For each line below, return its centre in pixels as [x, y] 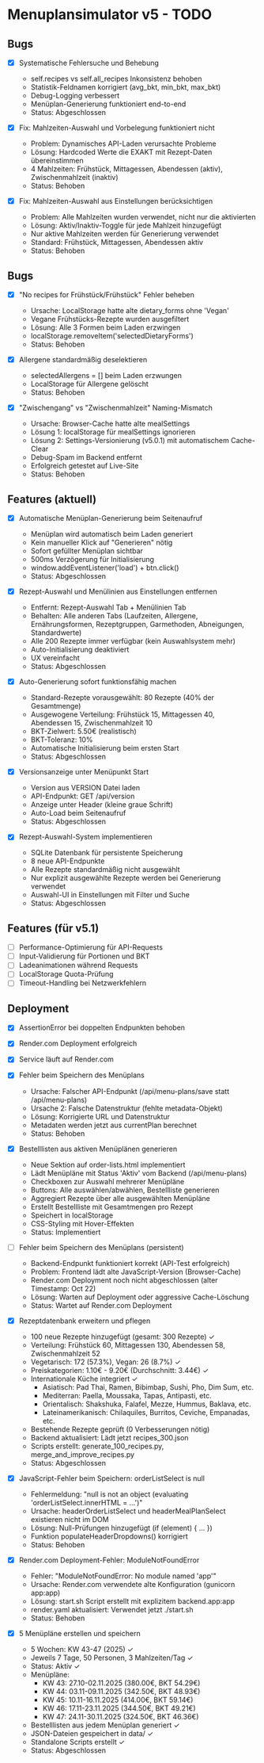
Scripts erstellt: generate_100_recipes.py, [97, 1446]
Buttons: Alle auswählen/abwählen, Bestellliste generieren [125, 1190]
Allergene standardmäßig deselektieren [83, 360]
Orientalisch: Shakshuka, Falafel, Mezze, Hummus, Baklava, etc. [147, 1404]
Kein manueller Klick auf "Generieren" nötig [102, 543]
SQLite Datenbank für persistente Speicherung [107, 853]
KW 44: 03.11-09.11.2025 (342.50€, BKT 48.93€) [121, 1691]
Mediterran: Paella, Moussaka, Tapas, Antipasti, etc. [127, 1395]
